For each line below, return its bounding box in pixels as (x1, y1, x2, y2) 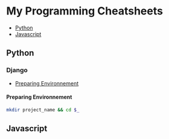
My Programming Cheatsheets (6, 4, 163, 18)
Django (6, 66, 28, 75)
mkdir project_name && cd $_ (6, 107, 80, 113)
